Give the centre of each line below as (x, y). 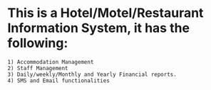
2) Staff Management (38, 68)
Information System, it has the (99, 28)
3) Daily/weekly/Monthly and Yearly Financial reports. (92, 74)
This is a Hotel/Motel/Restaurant (105, 13)
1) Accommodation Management (51, 62)
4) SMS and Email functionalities (59, 80)
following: (38, 43)
